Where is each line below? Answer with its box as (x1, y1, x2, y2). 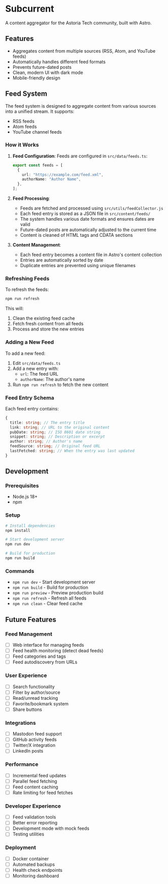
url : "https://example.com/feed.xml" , (22, 172, 104, 177)
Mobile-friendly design (12, 74, 61, 81)
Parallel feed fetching (12, 778, 57, 784)
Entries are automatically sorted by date (20, 257, 104, 263)
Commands (5, 567, 34, 574)
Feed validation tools (12, 814, 56, 820)
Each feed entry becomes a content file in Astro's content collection (20, 251, 162, 258)
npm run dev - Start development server (12, 579, 96, 585)
